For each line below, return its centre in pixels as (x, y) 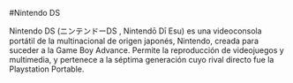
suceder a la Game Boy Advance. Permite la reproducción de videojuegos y (146, 50)
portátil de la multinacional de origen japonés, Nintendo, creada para (134, 41)
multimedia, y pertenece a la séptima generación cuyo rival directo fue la (142, 60)
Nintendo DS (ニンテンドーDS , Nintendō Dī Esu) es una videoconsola (135, 31)
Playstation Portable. (47, 69)
